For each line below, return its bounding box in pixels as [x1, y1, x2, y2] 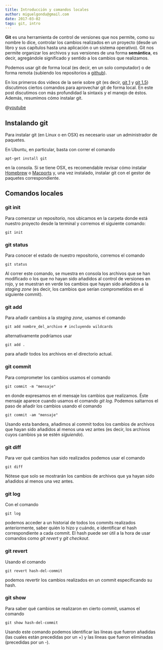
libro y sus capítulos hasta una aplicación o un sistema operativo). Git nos [5, 45, 154, 51]
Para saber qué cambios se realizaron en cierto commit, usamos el [5, 605, 140, 611]
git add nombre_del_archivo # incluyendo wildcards [5, 325, 113, 329]
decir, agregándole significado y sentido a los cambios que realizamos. [5, 55, 149, 61]
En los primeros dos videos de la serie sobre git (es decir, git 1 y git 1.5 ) [5, 80, 149, 85]
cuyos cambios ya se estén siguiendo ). [5, 432, 84, 437]
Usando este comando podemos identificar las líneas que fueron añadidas [5, 629, 156, 635]
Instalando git [5, 119, 48, 127]
